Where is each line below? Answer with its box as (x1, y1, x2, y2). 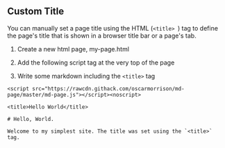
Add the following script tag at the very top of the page (17, 58, 175, 67)
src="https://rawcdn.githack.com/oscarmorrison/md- (32, 85, 185, 92)
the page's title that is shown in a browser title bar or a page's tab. (7, 31, 197, 40)
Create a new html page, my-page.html (17, 44, 130, 53)
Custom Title (7, 6, 65, 17)
